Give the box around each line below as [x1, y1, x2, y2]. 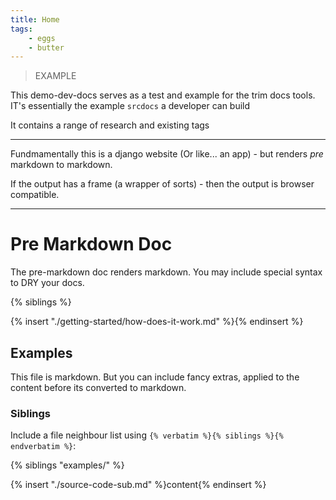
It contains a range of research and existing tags [10, 119, 210, 131]
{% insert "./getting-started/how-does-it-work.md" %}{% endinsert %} [10, 316, 304, 328]
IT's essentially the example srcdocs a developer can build [10, 100, 251, 112]
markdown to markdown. [10, 159, 113, 171]
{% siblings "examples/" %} [10, 459, 125, 471]
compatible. [10, 189, 60, 201]
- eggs [28, 33, 56, 43]
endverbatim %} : [10, 440, 77, 452]
